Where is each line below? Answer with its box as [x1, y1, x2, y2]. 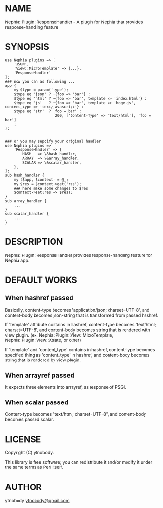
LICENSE [5, 433, 41, 444]
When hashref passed [5, 294, 74, 302]
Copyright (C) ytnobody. [5, 450, 54, 456]
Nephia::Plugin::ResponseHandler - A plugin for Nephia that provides [5, 19, 143, 25]
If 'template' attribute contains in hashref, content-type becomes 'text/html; [5, 321, 156, 327]
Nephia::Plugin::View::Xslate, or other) [5, 337, 81, 343]
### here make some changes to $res [14, 186, 89, 190]
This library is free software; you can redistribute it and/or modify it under [5, 459, 153, 465]
